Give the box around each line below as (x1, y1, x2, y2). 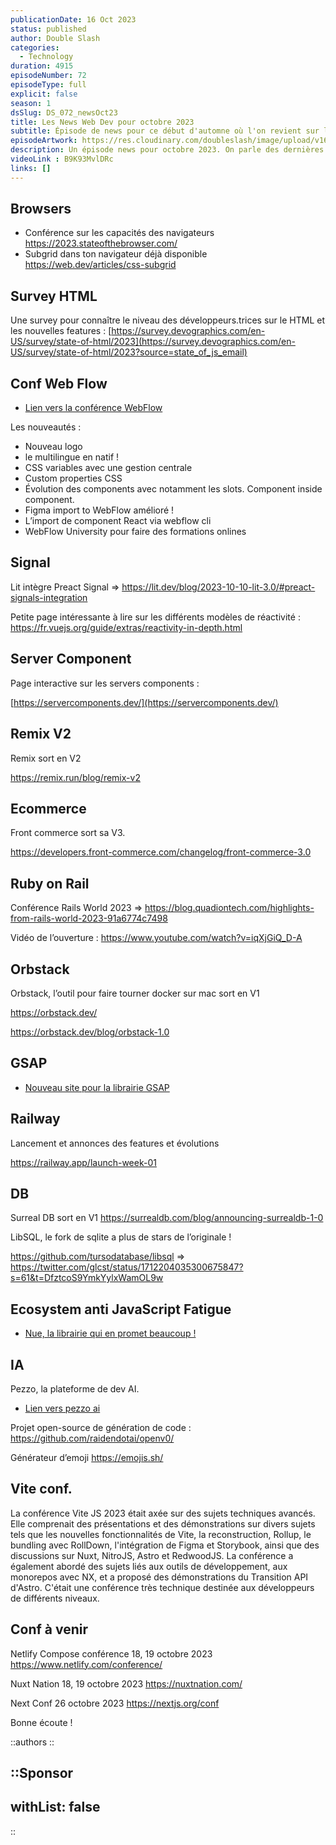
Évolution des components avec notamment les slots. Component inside (24, 483, 323, 495)
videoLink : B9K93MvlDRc (10, 154, 114, 164)
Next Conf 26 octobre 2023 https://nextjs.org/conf (10, 1697, 220, 1709)
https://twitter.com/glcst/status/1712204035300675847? (10, 1261, 244, 1273)
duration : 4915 (10, 61, 74, 71)
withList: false (10, 1799, 101, 1816)
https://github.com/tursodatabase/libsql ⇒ (10, 1251, 185, 1263)
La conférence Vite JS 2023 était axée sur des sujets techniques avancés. (10, 1507, 316, 1519)
